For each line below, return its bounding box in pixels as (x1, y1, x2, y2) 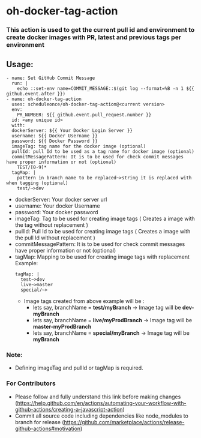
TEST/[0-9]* (17, 164, 47, 170)
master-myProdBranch (32, 323, 92, 330)
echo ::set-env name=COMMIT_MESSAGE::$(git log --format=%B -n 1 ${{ (17, 85, 195, 91)
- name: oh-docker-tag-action (6, 96, 82, 102)
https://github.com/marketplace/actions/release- (64, 418, 185, 425)
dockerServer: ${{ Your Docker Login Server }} (11, 127, 133, 133)
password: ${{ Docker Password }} (11, 138, 98, 144)
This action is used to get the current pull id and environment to (6, 26, 195, 34)
